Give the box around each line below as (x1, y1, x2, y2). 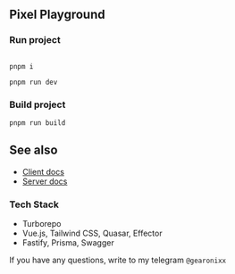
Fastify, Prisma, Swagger (21, 237, 114, 248)
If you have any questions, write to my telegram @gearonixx (9, 254, 226, 266)
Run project (9, 34, 61, 46)
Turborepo (21, 219, 62, 229)
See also (9, 143, 58, 158)
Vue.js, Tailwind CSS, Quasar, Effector (21, 228, 163, 239)
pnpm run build (9, 118, 66, 128)
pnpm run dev (9, 78, 58, 87)
